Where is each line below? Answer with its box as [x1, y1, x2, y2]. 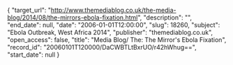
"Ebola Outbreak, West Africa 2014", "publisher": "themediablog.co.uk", [7, 28, 213, 36]
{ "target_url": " [7, 6, 51, 14]
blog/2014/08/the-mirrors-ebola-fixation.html [7, 13, 138, 22]
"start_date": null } [7, 50, 60, 59]
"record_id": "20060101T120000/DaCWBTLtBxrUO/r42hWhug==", [7, 43, 197, 51]
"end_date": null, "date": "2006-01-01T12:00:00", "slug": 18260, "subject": [7, 21, 220, 29]
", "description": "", [137, 13, 193, 22]
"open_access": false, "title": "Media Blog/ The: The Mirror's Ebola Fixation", [7, 36, 227, 44]
